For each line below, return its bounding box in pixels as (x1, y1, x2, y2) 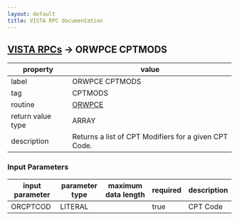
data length (105, 190, 146, 200)
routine (11, 100, 35, 110)
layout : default (7, 10, 55, 18)
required (152, 185, 182, 195)
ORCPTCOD (11, 201, 51, 211)
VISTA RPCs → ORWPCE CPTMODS (7, 43, 168, 56)
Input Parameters (7, 162, 69, 172)
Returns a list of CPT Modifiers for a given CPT (72, 132, 228, 142)
